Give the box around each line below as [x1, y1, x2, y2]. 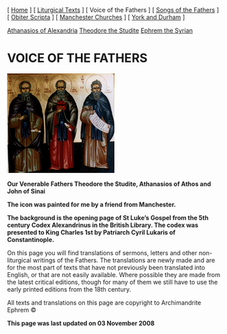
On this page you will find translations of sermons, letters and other [7, 248, 198, 257]
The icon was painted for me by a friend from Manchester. [7, 200, 176, 208]
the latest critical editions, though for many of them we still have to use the [7, 278, 218, 286]
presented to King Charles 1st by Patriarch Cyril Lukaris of [7, 228, 176, 236]
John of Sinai [7, 187, 46, 195]
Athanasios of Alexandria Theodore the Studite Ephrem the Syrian [7, 27, 193, 34]
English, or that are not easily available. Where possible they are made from [7, 270, 221, 278]
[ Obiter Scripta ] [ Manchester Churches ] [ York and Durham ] [7, 13, 185, 21]
